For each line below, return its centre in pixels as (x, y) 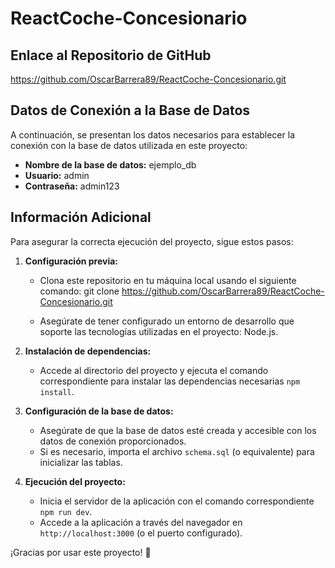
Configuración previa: (71, 261)
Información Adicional (81, 217)
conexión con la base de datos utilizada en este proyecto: (129, 145)
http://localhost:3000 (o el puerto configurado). (141, 533)
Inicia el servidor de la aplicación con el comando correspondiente (177, 501)
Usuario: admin (57, 175)
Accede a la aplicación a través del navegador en (141, 522)
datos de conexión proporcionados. (113, 441)
